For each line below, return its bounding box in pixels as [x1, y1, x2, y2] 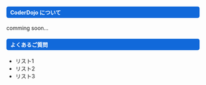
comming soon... [6, 24, 49, 32]
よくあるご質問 [10, 41, 48, 48]
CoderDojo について [10, 8, 61, 16]
